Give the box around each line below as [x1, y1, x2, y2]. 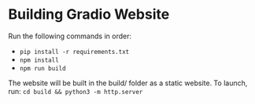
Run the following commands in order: [8, 31, 132, 41]
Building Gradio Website [8, 5, 170, 23]
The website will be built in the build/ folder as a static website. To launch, [8, 78, 248, 88]
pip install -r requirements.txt [19, 48, 130, 56]
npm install [19, 56, 59, 64]
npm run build [19, 64, 66, 72]
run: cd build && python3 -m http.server [8, 86, 143, 95]
